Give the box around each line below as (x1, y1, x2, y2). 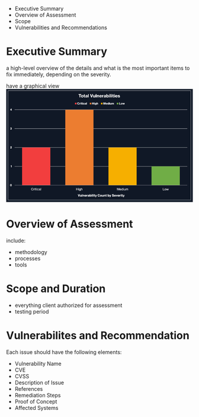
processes (14, 255, 41, 262)
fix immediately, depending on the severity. (6, 71, 111, 78)
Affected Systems (14, 404, 59, 411)
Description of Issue (14, 379, 64, 386)
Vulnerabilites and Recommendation (6, 328, 190, 342)
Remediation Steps (14, 391, 61, 399)
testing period (14, 308, 49, 315)
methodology (14, 248, 47, 255)
